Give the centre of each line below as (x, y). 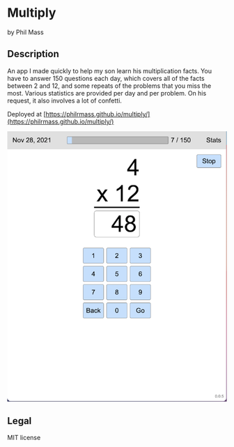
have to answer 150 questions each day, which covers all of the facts (106, 78)
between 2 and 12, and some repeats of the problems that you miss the (109, 86)
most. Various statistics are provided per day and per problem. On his (107, 93)
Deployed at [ (27, 114)
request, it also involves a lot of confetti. (64, 100)
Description (33, 54)
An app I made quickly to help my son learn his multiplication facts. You (110, 70)
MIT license (24, 438)
